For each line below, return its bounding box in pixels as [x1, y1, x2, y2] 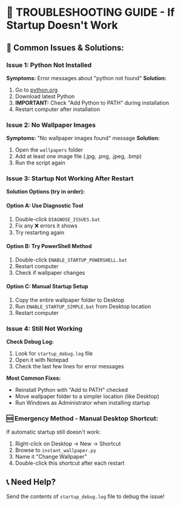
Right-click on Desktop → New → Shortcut [15, 440, 121, 447]
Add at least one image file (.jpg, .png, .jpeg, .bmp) [15, 153, 142, 160]
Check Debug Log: [6, 338, 54, 345]
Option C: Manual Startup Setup [6, 283, 88, 290]
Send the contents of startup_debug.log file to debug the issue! [6, 493, 165, 500]
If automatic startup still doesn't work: [6, 428, 101, 436]
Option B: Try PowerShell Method [6, 243, 92, 250]
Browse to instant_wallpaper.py [15, 446, 97, 454]
